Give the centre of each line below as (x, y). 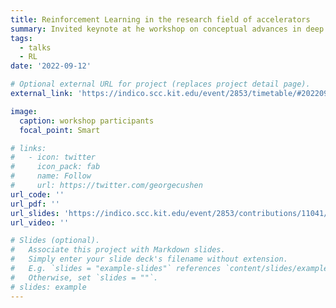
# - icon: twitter (53, 157)
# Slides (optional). (55, 241)
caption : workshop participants (87, 121)
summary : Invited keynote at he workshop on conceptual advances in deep (167, 29)
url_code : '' (37, 194)
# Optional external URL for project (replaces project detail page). (160, 84)
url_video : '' (40, 222)
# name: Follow (51, 176)
